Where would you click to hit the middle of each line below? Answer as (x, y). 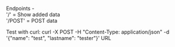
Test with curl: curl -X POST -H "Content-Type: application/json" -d (88, 32)
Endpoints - (20, 8)
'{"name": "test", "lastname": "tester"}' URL (59, 38)
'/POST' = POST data (32, 21)
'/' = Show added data (33, 15)
